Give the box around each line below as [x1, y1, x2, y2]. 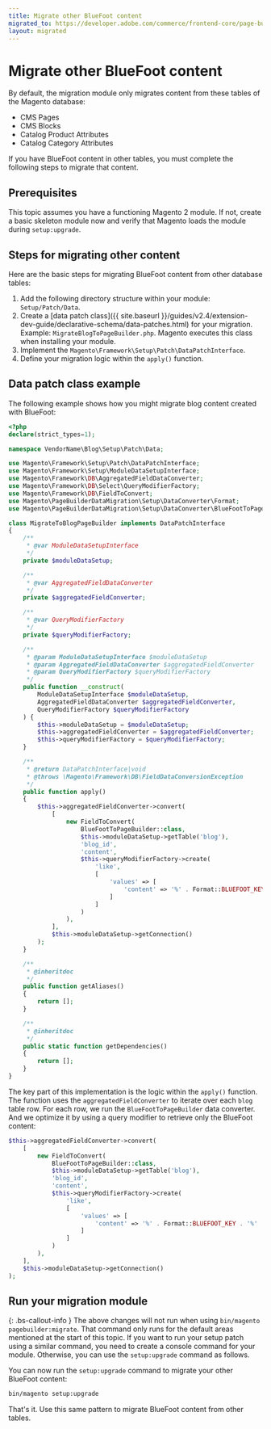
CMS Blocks [19, 121, 61, 131]
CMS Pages [19, 112, 60, 122]
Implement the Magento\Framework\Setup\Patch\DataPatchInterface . [19, 345, 246, 355]
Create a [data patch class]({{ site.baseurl [19, 310, 160, 320]
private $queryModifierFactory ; [23, 631, 131, 639]
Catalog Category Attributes [19, 138, 114, 148]
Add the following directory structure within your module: [19, 293, 211, 303]
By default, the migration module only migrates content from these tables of [8, 88, 261, 98]
